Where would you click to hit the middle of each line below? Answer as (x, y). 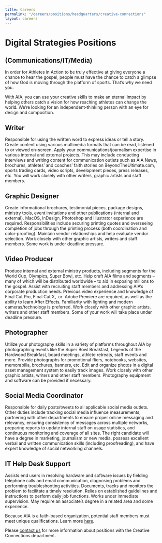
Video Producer (29, 259)
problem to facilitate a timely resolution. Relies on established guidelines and (81, 491)
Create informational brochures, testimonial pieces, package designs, (74, 208)
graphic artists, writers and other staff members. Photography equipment (78, 375)
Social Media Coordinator (44, 396)
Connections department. (30, 536)
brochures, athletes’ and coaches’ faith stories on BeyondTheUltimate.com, (80, 165)
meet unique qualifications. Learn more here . (50, 521)
